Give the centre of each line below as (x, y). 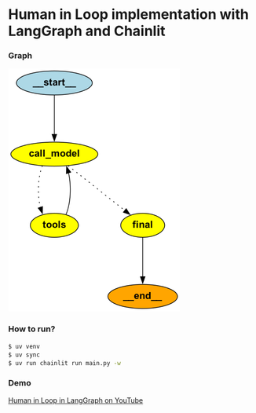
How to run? (32, 329)
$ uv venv (24, 346)
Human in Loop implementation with (128, 15)
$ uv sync (24, 355)
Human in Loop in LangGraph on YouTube (76, 400)
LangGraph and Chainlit (87, 31)
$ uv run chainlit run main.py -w (65, 363)
